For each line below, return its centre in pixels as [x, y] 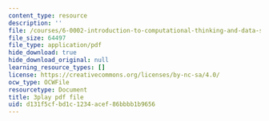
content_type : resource [48, 16]
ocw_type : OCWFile [39, 82]
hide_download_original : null [59, 60]
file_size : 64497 [37, 38]
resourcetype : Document [48, 90]
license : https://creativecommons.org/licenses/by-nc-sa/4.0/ [114, 75]
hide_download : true [43, 53]
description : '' [35, 23]
